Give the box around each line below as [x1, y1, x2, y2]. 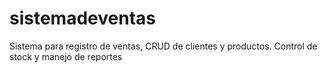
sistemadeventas [9, 7, 156, 30]
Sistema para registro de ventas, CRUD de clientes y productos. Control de [9, 40, 318, 52]
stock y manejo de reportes [9, 50, 123, 62]
